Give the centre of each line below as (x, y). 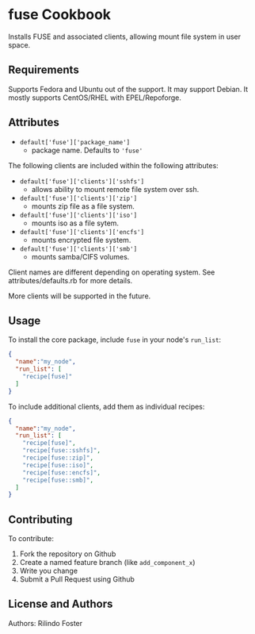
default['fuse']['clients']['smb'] (78, 249)
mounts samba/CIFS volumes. (80, 256)
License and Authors (61, 604)
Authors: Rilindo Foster (46, 623)
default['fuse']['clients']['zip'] (78, 198)
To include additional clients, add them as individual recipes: (107, 406)
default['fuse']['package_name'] (75, 142)
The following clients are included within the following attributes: (114, 165)
